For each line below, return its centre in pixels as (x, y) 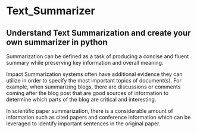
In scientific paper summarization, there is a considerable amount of (90, 111)
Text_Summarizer (51, 11)
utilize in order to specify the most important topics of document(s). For (94, 80)
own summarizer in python (57, 42)
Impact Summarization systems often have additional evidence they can (94, 74)
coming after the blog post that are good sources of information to (87, 93)
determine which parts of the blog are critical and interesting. (81, 99)
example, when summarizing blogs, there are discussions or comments (93, 87)
